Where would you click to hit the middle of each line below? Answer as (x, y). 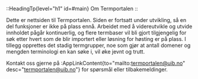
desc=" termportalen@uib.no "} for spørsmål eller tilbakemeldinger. (87, 69)
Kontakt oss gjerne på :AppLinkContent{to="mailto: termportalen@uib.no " (96, 63)
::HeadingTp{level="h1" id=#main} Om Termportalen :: (72, 9)
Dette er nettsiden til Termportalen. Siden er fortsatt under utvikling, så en (96, 20)
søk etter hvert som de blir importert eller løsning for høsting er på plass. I (96, 39)
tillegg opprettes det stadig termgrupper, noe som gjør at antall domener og (98, 45)
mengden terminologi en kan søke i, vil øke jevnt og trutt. (76, 52)
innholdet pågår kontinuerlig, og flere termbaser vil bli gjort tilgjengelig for (96, 33)
